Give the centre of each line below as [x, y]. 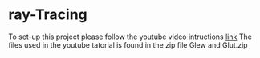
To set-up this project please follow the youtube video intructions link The [130, 37]
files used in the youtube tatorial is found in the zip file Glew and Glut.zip [128, 44]
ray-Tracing [48, 15]
